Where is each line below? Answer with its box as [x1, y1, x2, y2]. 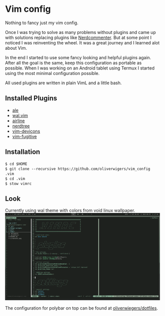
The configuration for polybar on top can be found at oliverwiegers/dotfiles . [5, 305, 158, 311]
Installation [5, 148, 40, 156]
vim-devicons [12, 128, 40, 134]
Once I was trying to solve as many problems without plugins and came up [5, 29, 156, 35]
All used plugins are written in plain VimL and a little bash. [5, 80, 122, 86]
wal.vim [12, 112, 28, 118]
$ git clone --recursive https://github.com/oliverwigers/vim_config [5, 166, 151, 171]
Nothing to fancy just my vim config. [5, 20, 79, 26]
